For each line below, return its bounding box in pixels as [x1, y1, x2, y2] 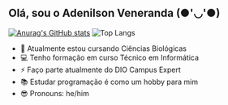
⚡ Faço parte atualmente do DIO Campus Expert [19, 65, 181, 74]
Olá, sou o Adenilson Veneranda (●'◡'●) [8, 6, 221, 20]
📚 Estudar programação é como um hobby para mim [19, 77, 199, 86]
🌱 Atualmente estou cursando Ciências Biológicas [19, 44, 187, 53]
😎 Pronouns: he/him [19, 88, 89, 98]
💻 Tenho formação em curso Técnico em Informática [19, 52, 200, 62]
